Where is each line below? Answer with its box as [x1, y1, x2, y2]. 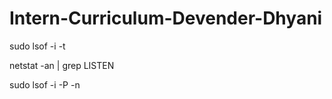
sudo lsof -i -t [9, 40, 66, 52]
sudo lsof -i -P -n [9, 78, 81, 91]
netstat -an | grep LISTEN [9, 59, 115, 71]
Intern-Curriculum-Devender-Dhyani [9, 7, 323, 30]
